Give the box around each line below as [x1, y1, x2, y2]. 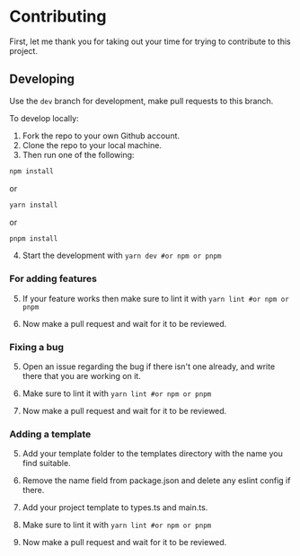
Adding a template [9, 428, 92, 440]
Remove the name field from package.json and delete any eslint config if [22, 475, 291, 486]
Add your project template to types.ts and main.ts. [22, 502, 208, 513]
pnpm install [9, 234, 58, 243]
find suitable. [22, 458, 71, 469]
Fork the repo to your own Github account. [22, 130, 181, 141]
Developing [9, 72, 75, 87]
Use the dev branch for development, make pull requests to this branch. [9, 95, 274, 106]
